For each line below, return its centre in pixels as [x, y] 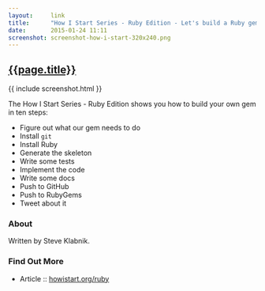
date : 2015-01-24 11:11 [58, 30]
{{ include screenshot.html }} [55, 89]
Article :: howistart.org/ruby [64, 278]
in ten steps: [28, 112]
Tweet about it [43, 203]
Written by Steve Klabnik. [49, 241]
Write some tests [47, 161]
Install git [35, 136]
